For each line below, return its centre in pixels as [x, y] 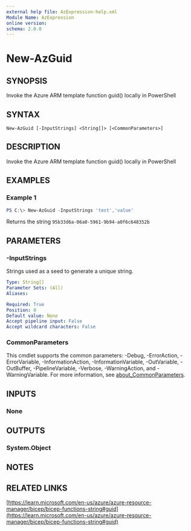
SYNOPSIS [27, 81]
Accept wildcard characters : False [51, 327]
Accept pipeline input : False [44, 321]
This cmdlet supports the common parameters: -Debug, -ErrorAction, [93, 356]
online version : [27, 23]
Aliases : [17, 293]
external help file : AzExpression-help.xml [62, 12]
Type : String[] [25, 282]
